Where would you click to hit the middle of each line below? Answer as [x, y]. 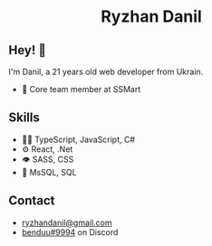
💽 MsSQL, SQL [49, 172]
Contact [32, 201]
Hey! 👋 [28, 50]
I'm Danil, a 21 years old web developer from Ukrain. [106, 71]
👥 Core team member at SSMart [81, 89]
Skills [24, 118]
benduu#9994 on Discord [70, 232]
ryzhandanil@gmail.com [67, 222]
